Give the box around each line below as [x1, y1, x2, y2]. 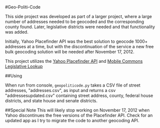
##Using [5, 73, 22, 78]
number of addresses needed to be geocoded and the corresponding [5, 19, 144, 24]
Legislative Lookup [5, 63, 43, 69]
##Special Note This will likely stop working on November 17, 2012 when [5, 107, 150, 113]
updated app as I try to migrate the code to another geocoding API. [5, 118, 140, 123]
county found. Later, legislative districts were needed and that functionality [5, 24, 155, 30]
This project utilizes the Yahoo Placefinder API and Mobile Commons [5, 58, 143, 64]
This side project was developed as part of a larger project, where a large [5, 14, 152, 19]
